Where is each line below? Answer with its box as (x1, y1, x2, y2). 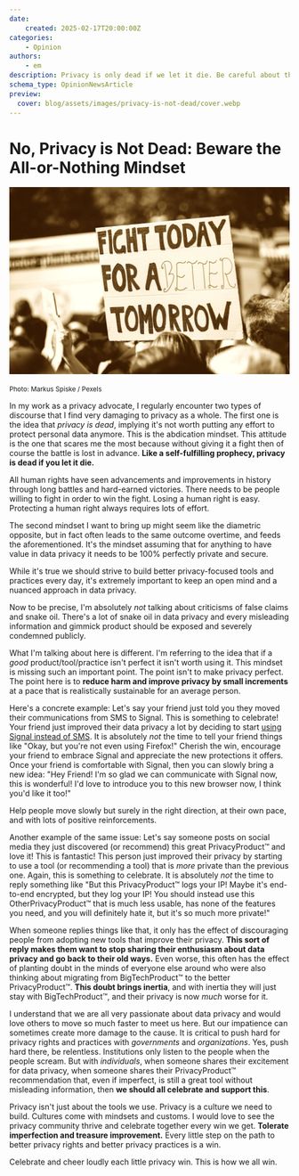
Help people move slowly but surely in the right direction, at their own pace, (9, 805, 287, 816)
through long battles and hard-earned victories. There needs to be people (9, 484, 280, 494)
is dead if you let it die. (9, 457, 95, 468)
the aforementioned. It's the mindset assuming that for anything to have (9, 539, 272, 550)
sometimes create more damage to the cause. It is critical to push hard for (9, 1027, 280, 1038)
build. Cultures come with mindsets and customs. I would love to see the (9, 1111, 275, 1122)
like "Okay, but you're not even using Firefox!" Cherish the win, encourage (9, 740, 281, 752)
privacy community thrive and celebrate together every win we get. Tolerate (9, 1121, 289, 1131)
